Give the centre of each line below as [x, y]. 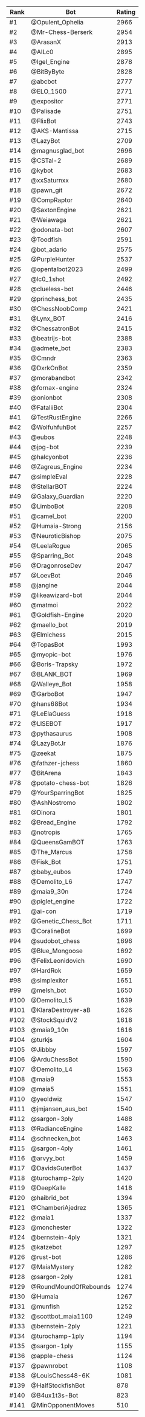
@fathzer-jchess [55, 763]
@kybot [42, 171]
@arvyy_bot [48, 1158]
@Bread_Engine [54, 822]
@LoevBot [46, 575]
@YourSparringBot [58, 793]
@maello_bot [50, 625]
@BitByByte [48, 71]
